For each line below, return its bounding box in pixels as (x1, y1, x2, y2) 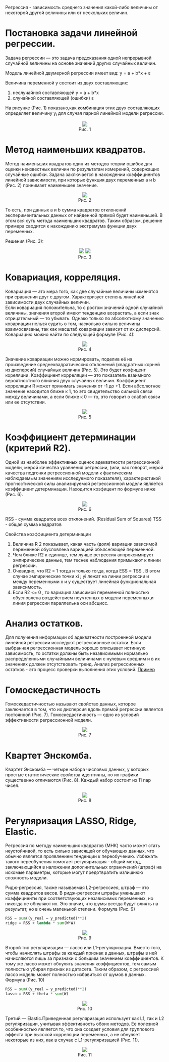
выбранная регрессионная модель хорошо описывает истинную (5, 645, 146, 651)
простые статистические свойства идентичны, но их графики (5, 772, 139, 778)
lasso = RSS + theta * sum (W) (5, 991, 69, 996)
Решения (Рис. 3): (5, 238, 44, 244)
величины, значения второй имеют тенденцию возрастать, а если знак (5, 309, 159, 316)
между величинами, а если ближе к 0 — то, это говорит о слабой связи (5, 393, 160, 400)
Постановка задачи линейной (5, 27, 138, 39)
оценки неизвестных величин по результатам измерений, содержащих (5, 166, 160, 172)
